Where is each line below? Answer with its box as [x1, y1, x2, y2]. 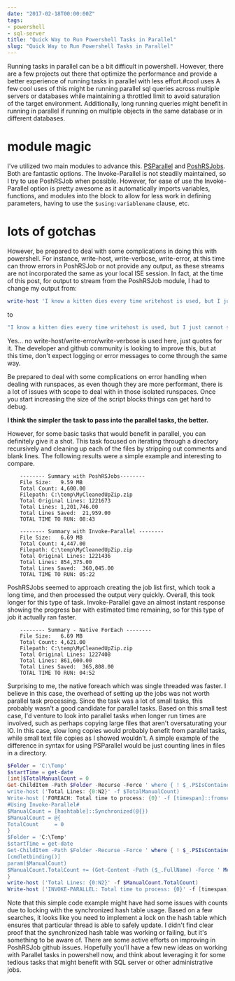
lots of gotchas [7, 224, 97, 240]
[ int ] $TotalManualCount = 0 [7, 775, 90, 782]
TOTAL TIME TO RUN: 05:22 [20, 570, 96, 578]
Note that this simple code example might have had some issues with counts [7, 898, 228, 907]
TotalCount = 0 [7, 821, 64, 828]
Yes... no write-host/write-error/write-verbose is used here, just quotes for [7, 336, 222, 345]
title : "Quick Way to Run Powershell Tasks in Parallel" [7, 36, 177, 43]
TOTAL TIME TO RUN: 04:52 [20, 669, 96, 676]
